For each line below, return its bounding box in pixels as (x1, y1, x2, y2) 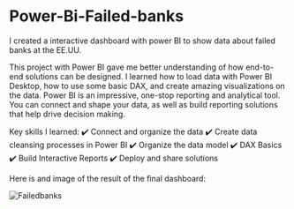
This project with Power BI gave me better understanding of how (9, 62, 245, 72)
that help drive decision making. (9, 108, 126, 119)
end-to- (245, 62, 275, 72)
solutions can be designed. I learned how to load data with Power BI (25, 71, 272, 81)
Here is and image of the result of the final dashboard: (9, 173, 206, 183)
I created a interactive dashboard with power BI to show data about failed (9, 35, 276, 46)
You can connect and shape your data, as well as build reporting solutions (9, 99, 278, 109)
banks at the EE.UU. (9, 44, 82, 55)
